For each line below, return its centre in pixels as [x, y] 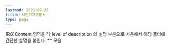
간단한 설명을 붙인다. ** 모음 [33, 40]
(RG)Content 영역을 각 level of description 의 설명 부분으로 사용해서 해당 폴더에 [86, 34]
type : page [17, 19]
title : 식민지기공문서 [26, 15]
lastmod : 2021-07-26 [27, 10]
